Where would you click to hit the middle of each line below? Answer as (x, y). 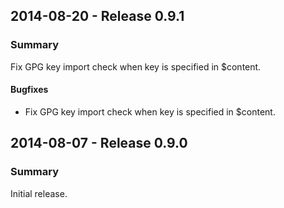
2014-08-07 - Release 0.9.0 (99, 143)
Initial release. (39, 193)
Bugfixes (29, 90)
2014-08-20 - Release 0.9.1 (97, 16)
